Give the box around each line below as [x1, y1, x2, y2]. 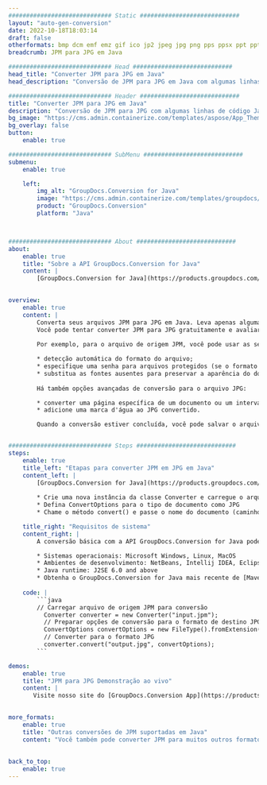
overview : [8, 296, 41, 304]
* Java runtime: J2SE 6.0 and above [37, 567, 158, 574]
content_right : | [22, 530, 80, 538]
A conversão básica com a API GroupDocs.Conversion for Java [37, 537, 244, 545]
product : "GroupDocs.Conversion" [37, 202, 148, 211]
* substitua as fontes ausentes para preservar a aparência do [37, 369, 250, 377]
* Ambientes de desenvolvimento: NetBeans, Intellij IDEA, [37, 559, 237, 567]
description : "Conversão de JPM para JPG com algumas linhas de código [8, 106, 250, 115]
